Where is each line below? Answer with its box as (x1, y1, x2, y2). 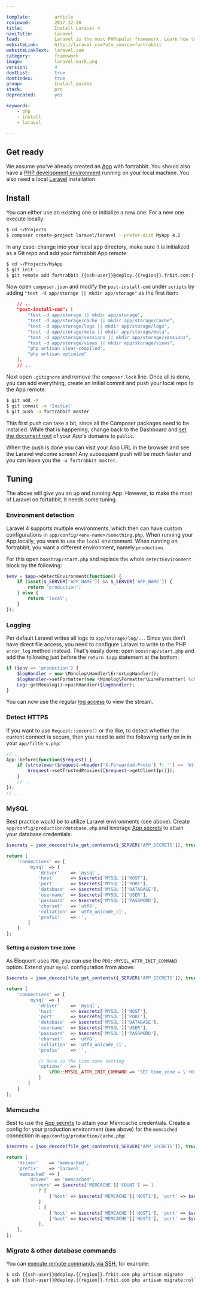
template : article (6, 14, 74, 20)
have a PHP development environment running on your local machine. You (6, 169, 190, 177)
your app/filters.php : (6, 739, 61, 746)
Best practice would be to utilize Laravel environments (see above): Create (6, 818, 190, 825)
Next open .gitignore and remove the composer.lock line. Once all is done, (6, 373, 191, 380)
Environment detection (6, 511, 75, 519)
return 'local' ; (28, 595, 68, 602)
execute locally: (6, 215, 45, 222)
